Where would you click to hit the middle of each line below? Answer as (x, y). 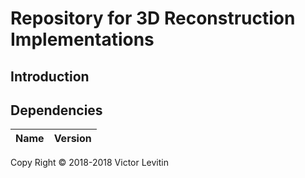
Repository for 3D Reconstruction (153, 18)
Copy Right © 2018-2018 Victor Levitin (89, 163)
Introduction (50, 76)
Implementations (82, 39)
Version (72, 139)
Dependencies (56, 110)
